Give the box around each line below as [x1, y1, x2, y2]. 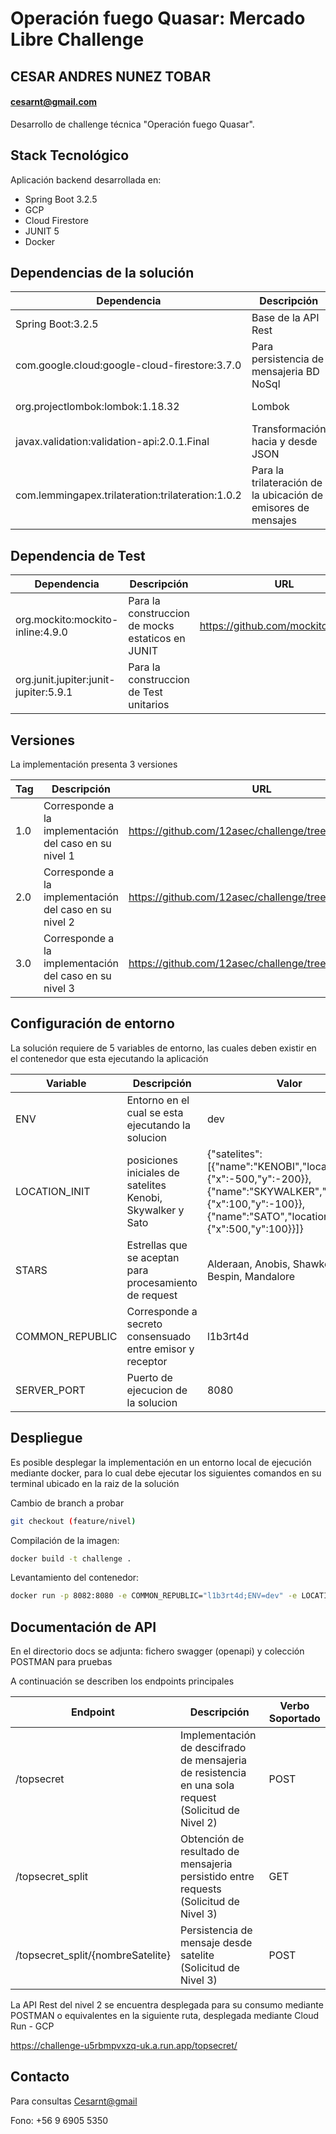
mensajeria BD [251, 365, 320, 379]
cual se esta [126, 1105, 184, 1119]
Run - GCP [10, 2020, 55, 2032]
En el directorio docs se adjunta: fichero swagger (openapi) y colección [10, 1645, 305, 1657]
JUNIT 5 [24, 225, 60, 237]
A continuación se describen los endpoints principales [10, 1675, 235, 1687]
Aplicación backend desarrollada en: [10, 173, 162, 186]
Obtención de [180, 1832, 245, 1846]
